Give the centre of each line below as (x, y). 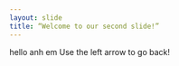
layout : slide (36, 18)
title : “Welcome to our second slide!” (85, 26)
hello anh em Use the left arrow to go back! (89, 52)
